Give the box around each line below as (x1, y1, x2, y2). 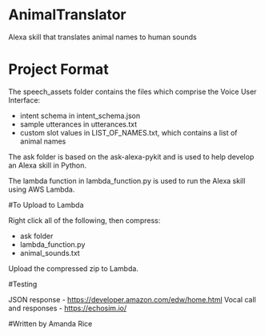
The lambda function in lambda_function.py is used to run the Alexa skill (8, 176, 246, 185)
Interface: (8, 95, 41, 105)
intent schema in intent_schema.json (19, 111, 141, 120)
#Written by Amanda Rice (8, 318, 93, 328)
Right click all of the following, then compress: (8, 215, 161, 225)
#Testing (8, 279, 38, 289)
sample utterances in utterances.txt (19, 119, 138, 129)
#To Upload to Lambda (8, 200, 84, 209)
